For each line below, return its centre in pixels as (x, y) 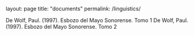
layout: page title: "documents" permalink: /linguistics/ (73, 9)
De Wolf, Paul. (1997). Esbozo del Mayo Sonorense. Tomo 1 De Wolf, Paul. (97, 20)
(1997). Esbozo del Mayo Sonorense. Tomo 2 (61, 27)
